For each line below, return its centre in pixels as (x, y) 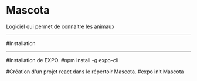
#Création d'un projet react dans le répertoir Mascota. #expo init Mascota (95, 72)
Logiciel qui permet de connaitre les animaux (60, 26)
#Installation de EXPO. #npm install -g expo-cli (62, 60)
